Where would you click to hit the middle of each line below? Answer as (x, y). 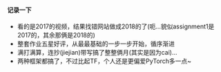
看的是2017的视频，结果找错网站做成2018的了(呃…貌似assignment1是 (116, 26)
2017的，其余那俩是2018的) (56, 35)
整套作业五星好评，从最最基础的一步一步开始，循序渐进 (96, 44)
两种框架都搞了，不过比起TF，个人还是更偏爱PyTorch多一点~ (104, 61)
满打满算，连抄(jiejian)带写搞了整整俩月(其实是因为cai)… (97, 53)
